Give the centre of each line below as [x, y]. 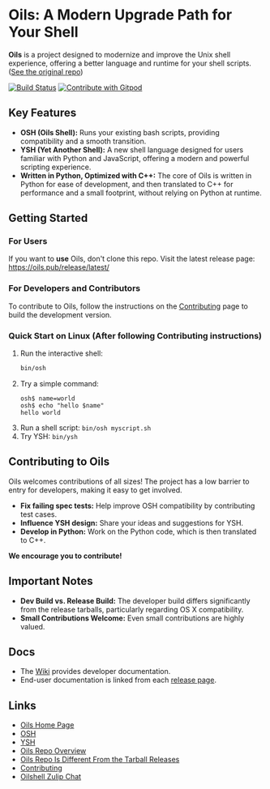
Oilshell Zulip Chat [51, 777]
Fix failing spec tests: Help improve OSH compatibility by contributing [137, 505]
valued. [32, 626]
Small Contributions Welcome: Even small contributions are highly [132, 618]
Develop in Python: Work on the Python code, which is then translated [138, 531]
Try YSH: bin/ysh [49, 436]
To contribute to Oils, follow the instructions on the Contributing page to [129, 306]
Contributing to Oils [59, 462]
